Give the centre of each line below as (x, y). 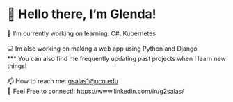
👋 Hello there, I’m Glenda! (82, 14)
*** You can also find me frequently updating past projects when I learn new (116, 58)
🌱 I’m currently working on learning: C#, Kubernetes (82, 33)
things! (17, 66)
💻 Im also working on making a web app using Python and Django (102, 49)
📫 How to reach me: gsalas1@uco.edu (63, 81)
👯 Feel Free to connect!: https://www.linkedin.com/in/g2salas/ (96, 91)
